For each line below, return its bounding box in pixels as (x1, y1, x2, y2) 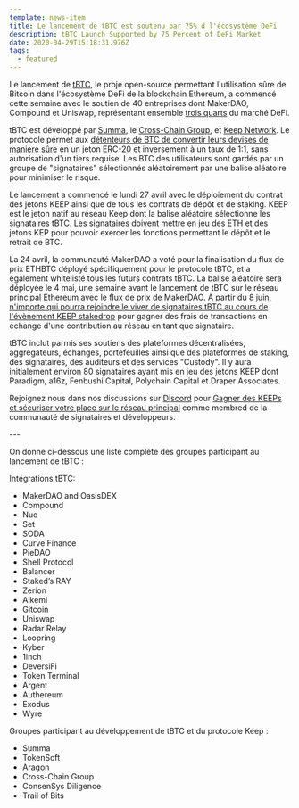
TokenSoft (21, 753, 61, 763)
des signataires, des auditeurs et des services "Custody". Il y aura (9, 357, 252, 367)
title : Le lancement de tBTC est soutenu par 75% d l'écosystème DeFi (9, 21, 278, 30)
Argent (21, 680, 48, 690)
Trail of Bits (21, 790, 64, 801)
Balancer (21, 566, 55, 576)
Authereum (21, 689, 64, 700)
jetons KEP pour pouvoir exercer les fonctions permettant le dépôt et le (9, 227, 270, 237)
